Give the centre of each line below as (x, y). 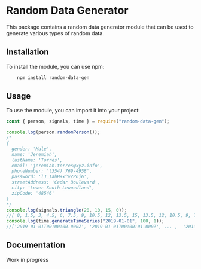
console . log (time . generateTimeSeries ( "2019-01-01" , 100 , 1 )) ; (85, 221)
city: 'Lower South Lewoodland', (53, 188)
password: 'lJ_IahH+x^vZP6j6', (51, 177)
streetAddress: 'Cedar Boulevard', (56, 182)
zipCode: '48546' (33, 193)
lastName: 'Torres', (37, 160)
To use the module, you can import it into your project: (73, 111)
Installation (28, 52)
